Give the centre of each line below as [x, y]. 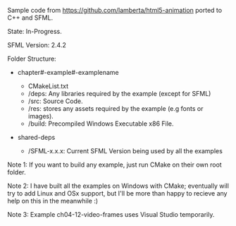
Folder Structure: [32, 59]
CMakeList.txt [48, 86]
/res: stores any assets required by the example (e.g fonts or [116, 108]
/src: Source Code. [55, 101]
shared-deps [36, 137]
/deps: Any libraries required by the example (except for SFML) [119, 94]
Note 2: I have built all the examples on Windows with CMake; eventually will [118, 186]
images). [41, 116]
